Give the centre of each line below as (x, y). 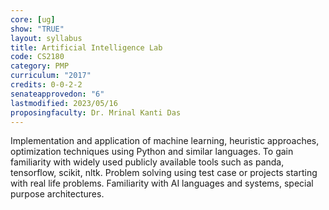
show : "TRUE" (37, 29)
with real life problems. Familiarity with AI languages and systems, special (162, 183)
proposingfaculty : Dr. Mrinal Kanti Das (96, 112)
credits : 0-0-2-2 (46, 85)
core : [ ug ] (33, 19)
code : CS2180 (37, 57)
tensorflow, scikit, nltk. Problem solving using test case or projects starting (164, 173)
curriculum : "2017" (51, 76)
